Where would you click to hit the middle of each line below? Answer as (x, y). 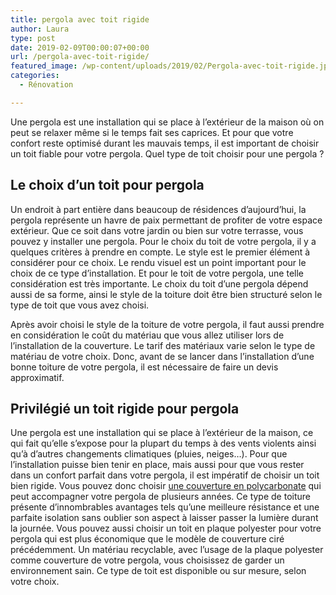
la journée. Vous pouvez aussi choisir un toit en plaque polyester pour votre (166, 528)
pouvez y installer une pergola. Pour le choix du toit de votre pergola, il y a (163, 241)
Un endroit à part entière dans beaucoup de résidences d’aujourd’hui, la (158, 209)
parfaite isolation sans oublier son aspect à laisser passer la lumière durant (164, 518)
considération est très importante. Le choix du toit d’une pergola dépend (159, 283)
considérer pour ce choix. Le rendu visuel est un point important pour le (158, 262)
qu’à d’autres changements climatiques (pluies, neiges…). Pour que (149, 454)
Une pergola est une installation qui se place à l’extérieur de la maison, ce (162, 433)
